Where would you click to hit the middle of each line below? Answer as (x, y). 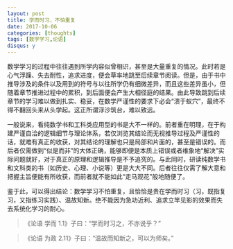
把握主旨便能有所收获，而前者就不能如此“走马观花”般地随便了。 (98, 177)
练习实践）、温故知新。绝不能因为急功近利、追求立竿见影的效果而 (124, 200)
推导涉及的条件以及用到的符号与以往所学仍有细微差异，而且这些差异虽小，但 (116, 84)
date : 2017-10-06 (32, 26)
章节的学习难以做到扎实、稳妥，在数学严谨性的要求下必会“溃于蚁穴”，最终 (113, 101)
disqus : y (21, 46)
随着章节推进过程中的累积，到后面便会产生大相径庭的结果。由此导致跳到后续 (116, 92)
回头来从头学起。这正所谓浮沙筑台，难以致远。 (92, 110)
